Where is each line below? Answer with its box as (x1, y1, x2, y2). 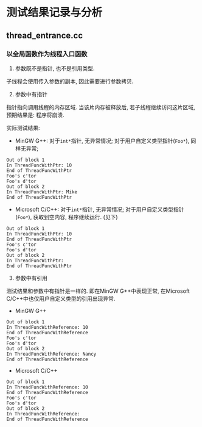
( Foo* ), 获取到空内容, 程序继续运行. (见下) (15, 213, 118, 220)
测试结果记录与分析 (6, 5, 103, 20)
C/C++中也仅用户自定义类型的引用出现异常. (6, 295, 116, 302)
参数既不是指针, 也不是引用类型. (15, 65, 95, 72)
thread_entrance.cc (6, 30, 83, 40)
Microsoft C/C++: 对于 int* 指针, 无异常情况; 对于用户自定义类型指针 (15, 206, 184, 213)
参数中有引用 (15, 274, 47, 281)
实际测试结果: (6, 124, 41, 131)
